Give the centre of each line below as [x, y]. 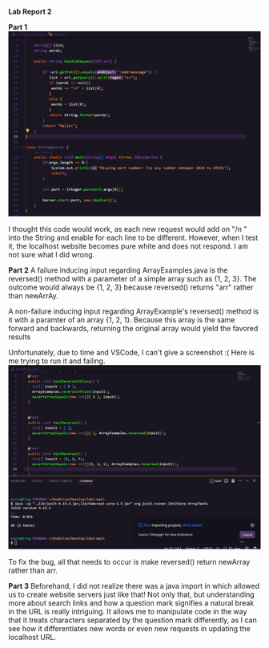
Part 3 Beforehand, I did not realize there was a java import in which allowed [134, 585]
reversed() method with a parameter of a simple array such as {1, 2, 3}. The [132, 279]
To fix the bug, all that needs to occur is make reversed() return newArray [129, 561]
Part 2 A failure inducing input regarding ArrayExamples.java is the [118, 270]
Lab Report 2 [30, 12]
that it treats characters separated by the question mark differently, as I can [133, 620]
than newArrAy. [33, 296]
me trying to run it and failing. [57, 361]
